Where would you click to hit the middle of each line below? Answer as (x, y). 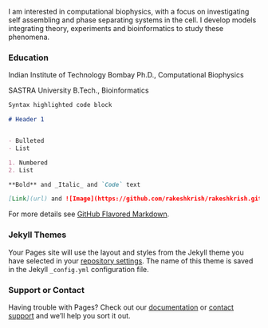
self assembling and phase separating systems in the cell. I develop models (132, 20)
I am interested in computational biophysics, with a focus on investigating (129, 12)
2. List (21, 170)
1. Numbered (28, 163)
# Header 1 (26, 120)
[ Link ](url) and (35, 199)
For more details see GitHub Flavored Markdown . (89, 214)
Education (29, 57)
